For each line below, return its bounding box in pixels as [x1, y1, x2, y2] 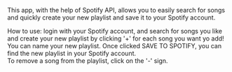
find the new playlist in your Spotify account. [7, 49, 137, 57]
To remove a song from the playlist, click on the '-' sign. [7, 57, 168, 65]
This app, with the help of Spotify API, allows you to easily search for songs [7, 6, 226, 14]
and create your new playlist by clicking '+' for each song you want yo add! [7, 34, 224, 43]
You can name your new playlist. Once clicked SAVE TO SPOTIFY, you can [7, 42, 222, 50]
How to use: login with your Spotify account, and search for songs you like [7, 27, 223, 35]
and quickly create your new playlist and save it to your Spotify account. [7, 13, 216, 22]
